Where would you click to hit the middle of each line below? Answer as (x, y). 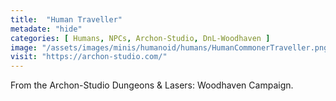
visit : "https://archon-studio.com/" (89, 57)
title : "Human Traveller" (66, 19)
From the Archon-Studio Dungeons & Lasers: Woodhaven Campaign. (152, 85)
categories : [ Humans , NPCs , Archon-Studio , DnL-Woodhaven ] (140, 38)
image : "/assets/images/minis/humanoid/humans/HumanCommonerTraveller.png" (171, 47)
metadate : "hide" (46, 29)
